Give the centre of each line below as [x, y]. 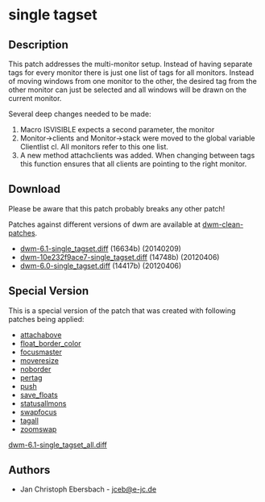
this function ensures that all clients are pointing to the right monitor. [133, 164]
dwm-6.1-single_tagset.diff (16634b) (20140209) [100, 249]
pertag [31, 378]
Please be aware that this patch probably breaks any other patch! [117, 208]
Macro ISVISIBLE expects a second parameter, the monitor [117, 130]
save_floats [39, 395]
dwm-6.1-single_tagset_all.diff [58, 445]
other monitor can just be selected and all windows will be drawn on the [128, 90]
